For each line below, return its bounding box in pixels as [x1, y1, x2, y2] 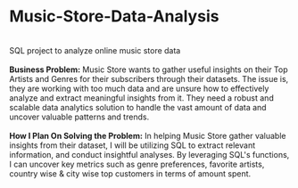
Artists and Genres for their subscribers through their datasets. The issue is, [9, 73, 289, 84]
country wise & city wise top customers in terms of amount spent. [9, 168, 252, 179]
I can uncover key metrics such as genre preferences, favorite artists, [9, 159, 265, 169]
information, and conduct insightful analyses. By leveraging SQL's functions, [9, 149, 290, 159]
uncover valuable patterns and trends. [9, 111, 150, 122]
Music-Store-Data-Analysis [9, 6, 219, 27]
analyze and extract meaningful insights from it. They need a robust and [9, 92, 274, 103]
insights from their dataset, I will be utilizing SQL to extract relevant [9, 140, 256, 151]
